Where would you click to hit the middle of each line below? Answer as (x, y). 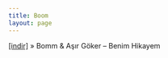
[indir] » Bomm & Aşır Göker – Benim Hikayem (84, 45)
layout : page (30, 23)
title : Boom (28, 15)
